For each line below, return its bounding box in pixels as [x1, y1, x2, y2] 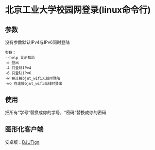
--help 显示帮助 [5, 55, 35, 60]
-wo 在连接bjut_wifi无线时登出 [5, 81, 63, 86]
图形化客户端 [5, 125, 44, 133]
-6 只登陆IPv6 [5, 71, 32, 76]
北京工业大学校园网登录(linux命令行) [5, 4, 151, 16]
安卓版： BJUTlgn [5, 139, 40, 145]
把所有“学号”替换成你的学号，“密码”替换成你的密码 [5, 109, 106, 115]
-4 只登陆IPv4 [5, 65, 32, 70]
